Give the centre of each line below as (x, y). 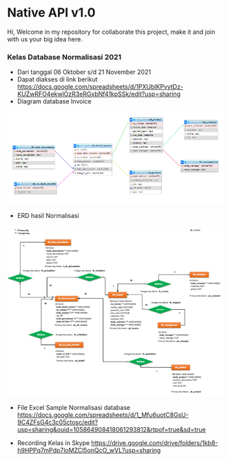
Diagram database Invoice (54, 101)
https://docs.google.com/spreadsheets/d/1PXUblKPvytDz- (100, 87)
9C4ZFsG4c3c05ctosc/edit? (57, 422)
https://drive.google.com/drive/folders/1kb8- (155, 442)
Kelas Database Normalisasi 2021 (64, 57)
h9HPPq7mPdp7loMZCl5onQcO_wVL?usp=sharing (89, 450)
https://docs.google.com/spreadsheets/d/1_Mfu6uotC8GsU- (103, 415)
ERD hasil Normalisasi (48, 215)
